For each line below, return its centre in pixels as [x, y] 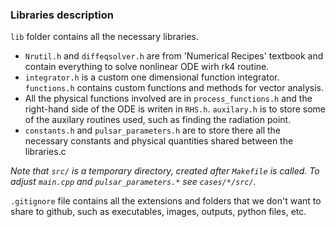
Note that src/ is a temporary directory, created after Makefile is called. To [165, 171]
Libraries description [62, 15]
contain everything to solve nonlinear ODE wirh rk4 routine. [147, 67]
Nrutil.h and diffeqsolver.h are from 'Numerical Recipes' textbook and [174, 56]
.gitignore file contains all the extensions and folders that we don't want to [166, 201]
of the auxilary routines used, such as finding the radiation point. [158, 120]
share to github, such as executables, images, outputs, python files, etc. [158, 212]
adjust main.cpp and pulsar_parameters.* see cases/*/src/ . [133, 182]
